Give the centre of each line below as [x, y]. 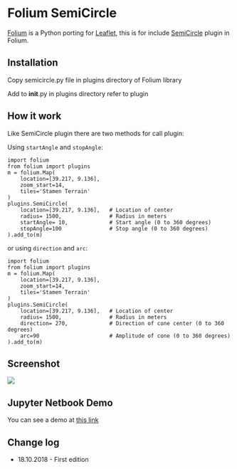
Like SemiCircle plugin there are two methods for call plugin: [96, 133]
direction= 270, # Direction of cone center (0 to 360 [122, 323]
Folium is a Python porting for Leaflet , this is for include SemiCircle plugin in [118, 33]
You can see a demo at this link [53, 420]
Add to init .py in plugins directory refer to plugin [78, 93]
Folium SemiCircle [62, 13]
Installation [33, 63]
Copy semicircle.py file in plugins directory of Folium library [95, 80]
